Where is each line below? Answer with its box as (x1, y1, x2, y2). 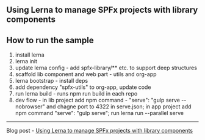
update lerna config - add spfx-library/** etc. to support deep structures (15, 64, 197, 72)
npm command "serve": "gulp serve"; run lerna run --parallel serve (15, 110, 184, 117)
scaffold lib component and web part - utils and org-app (15, 71, 157, 78)
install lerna (15, 51, 45, 58)
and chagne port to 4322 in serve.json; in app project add (46, 103, 192, 110)
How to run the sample (6, 35, 94, 45)
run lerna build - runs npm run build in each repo (15, 90, 138, 97)
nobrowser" (15, 103, 46, 110)
